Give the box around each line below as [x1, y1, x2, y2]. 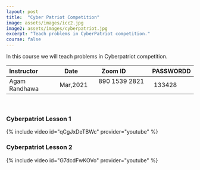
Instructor [9, 67, 39, 75]
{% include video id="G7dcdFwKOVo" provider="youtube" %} [6, 156, 158, 164]
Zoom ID [101, 67, 126, 75]
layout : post [6, 8, 39, 15]
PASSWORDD [152, 67, 191, 75]
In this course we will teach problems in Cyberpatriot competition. [6, 53, 168, 60]
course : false [6, 36, 42, 42]
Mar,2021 [59, 81, 88, 89]
